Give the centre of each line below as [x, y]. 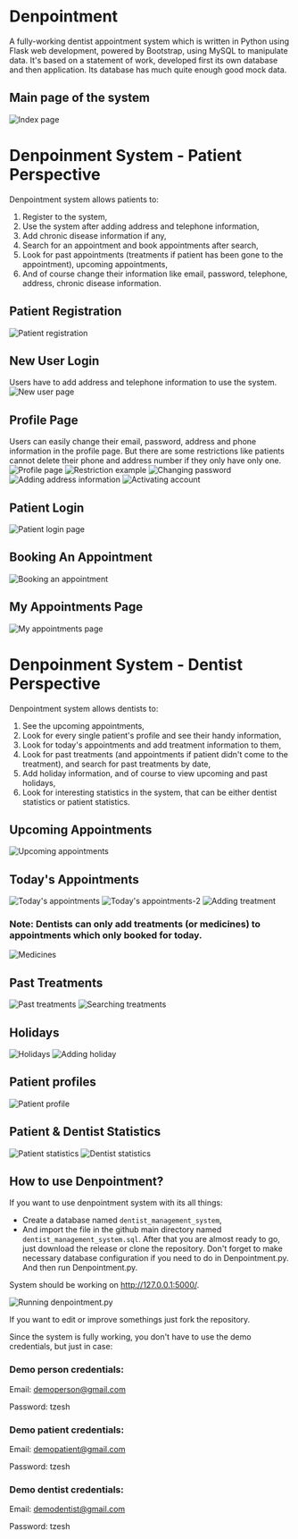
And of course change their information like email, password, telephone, [155, 274]
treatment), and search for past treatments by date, [116, 764]
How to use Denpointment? [87, 1182]
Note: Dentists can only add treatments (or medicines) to [135, 925]
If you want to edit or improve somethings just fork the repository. [130, 1320]
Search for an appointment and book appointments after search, [140, 245]
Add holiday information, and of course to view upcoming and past [145, 773]
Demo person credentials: [67, 1370]
